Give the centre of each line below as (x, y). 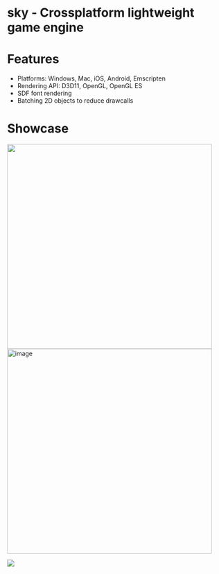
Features (33, 59)
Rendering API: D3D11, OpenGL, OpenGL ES (80, 86)
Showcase (38, 129)
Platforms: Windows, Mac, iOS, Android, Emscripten (91, 78)
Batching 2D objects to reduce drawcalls (75, 101)
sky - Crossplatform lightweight (101, 13)
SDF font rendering (44, 93)
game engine (46, 27)
